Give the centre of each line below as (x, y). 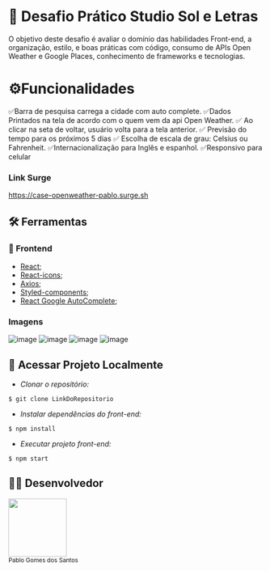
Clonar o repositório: (55, 384)
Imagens (26, 321)
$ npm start (28, 459)
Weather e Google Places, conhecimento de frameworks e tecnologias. (127, 56)
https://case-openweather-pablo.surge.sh (78, 195)
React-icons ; (41, 275)
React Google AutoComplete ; (69, 300)
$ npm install (32, 429)
